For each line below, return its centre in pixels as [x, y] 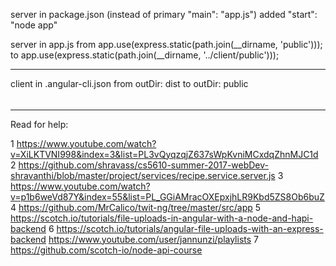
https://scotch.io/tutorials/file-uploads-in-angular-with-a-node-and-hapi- [162, 218]
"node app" [34, 25]
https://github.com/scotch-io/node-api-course [106, 250]
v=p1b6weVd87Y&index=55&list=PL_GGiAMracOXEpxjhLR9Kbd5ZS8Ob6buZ [167, 196]
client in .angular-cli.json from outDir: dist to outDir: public [129, 83]
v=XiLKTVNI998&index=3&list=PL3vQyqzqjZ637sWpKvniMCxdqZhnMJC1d [164, 154]
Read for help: [39, 124]
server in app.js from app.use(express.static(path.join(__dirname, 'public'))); [166, 44]
